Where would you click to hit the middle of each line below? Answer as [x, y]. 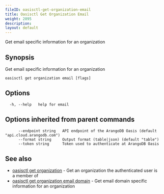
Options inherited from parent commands [70, 120]
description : [18, 23]
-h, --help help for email [39, 104]
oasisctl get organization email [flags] [48, 78]
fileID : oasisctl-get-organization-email [48, 10]
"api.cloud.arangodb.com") [33, 135]
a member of [25, 176]
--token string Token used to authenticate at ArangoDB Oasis [89, 144]
